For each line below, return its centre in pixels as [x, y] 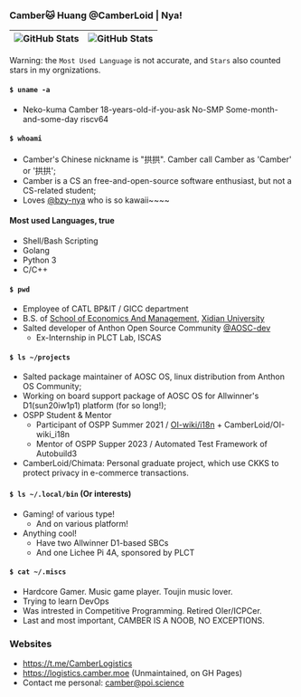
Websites [31, 644]
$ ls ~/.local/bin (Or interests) [71, 493]
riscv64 [94, 119]
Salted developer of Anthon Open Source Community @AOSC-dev [146, 328]
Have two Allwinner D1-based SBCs [102, 542]
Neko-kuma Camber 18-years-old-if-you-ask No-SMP [123, 110]
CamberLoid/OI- [255, 425]
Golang [36, 250]
